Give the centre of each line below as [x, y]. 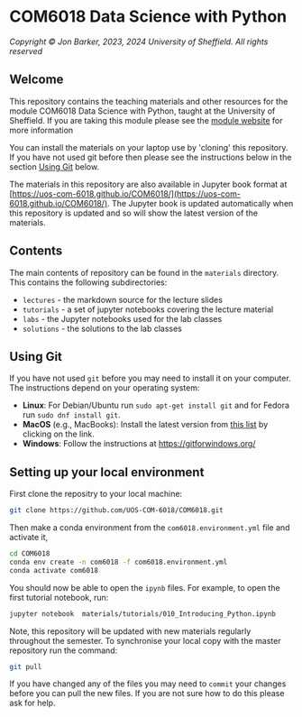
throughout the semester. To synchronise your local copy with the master [145, 640]
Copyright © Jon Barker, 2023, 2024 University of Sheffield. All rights [139, 41]
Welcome [37, 80]
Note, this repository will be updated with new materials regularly [130, 631]
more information [41, 130]
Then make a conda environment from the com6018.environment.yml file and [150, 528]
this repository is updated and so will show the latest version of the [134, 213]
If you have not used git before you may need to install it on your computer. [150, 378]
